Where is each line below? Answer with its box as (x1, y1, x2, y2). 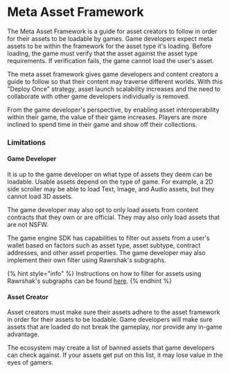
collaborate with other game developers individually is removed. (7, 92, 191, 101)
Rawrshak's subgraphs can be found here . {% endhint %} (7, 277, 172, 285)
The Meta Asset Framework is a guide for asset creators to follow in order (7, 27, 218, 35)
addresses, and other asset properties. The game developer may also (7, 249, 206, 257)
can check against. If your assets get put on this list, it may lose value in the (7, 351, 223, 359)
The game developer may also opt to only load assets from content (7, 206, 199, 214)
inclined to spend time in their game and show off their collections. (7, 120, 197, 128)
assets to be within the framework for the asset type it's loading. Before (7, 42, 212, 50)
